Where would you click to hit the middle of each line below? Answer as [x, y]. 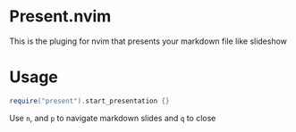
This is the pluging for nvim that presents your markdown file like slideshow [148, 41]
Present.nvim [60, 16]
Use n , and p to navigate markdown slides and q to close [113, 118]
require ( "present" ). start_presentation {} [89, 101]
